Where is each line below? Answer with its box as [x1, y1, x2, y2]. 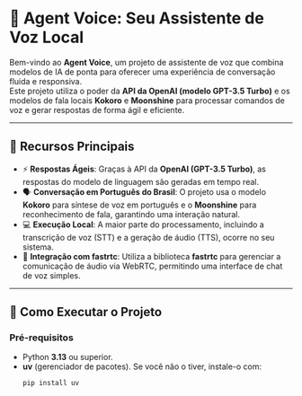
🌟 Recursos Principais [9, 139, 135, 154]
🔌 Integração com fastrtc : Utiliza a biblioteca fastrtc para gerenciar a [22, 251, 281, 261]
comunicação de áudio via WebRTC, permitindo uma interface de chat [22, 260, 283, 271]
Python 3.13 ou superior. [22, 352, 114, 363]
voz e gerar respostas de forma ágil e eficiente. [9, 104, 185, 115]
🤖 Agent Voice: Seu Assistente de [9, 8, 265, 29]
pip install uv [22, 379, 80, 388]
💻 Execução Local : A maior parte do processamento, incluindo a [22, 219, 265, 230]
